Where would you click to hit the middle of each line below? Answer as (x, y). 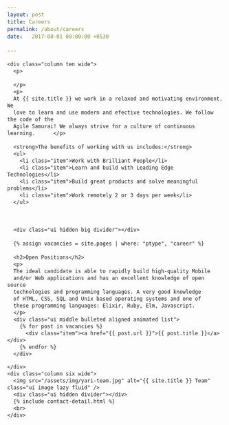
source (17, 285)
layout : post (26, 14)
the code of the (30, 120)
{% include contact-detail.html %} (64, 402)
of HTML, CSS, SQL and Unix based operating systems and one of (107, 299)
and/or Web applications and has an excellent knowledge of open (109, 278)
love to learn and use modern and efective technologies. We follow (113, 113)
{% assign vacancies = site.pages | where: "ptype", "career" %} (109, 244)
